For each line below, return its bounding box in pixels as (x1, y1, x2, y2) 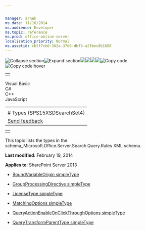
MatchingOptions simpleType (12, 200, 72, 206)
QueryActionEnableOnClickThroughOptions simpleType (12, 210, 125, 216)
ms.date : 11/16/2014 (5, 20, 48, 25)
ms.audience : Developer (5, 25, 54, 30)
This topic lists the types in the (5, 137, 68, 143)
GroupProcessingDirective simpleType (12, 181, 91, 187)
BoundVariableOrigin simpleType (12, 171, 79, 177)
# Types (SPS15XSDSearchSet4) (7, 109, 85, 116)
